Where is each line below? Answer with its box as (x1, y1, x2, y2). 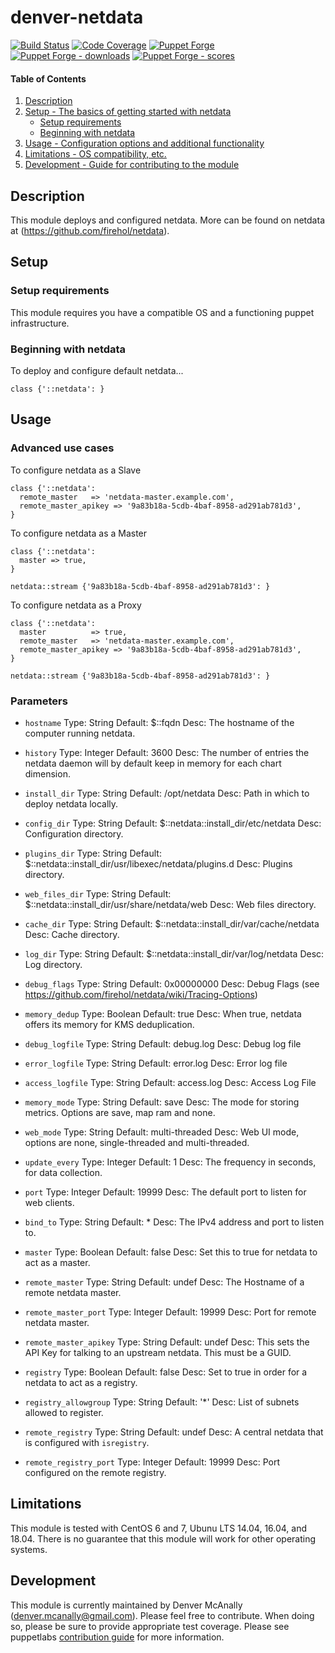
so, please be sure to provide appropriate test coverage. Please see (10, 1620, 290, 1632)
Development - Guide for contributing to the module (24, 159, 240, 171)
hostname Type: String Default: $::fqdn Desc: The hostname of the (24, 716, 295, 728)
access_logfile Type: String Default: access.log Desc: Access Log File (24, 1076, 317, 1088)
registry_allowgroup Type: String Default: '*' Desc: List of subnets (24, 1396, 300, 1408)
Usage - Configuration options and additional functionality (24, 137, 265, 150)
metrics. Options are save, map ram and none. (24, 1106, 216, 1118)
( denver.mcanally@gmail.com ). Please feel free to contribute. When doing (10, 1609, 315, 1621)
